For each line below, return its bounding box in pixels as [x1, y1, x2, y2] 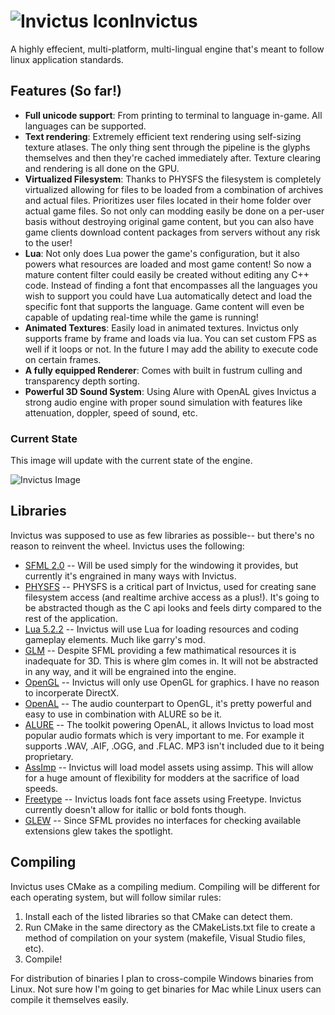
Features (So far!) [10, 83, 122, 100]
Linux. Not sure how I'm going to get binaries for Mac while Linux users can [10, 983, 322, 995]
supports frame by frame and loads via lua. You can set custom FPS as [24, 332, 318, 344]
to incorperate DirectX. [24, 686, 120, 699]
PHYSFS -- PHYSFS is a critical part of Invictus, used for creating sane [24, 580, 317, 592]
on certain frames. [24, 353, 102, 365]
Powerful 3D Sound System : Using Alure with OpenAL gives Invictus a [24, 385, 317, 397]
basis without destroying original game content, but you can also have [24, 215, 315, 227]
